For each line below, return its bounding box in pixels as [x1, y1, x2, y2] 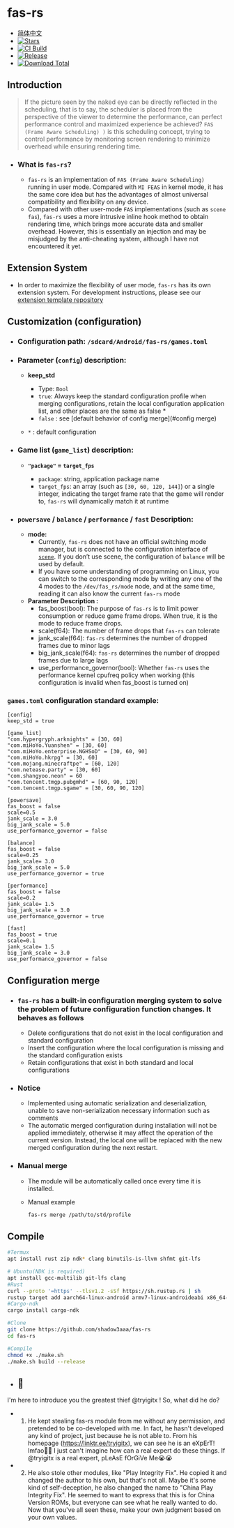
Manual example [27, 1197, 75, 1206]
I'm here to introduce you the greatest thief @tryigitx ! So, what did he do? [7, 1396, 220, 1405]
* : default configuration [27, 428, 97, 437]
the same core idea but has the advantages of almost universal [27, 190, 209, 199]
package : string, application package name [38, 474, 159, 483]
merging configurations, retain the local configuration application [38, 400, 225, 408]
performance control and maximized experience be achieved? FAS [24, 120, 214, 128]
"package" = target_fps [27, 461, 95, 469]
